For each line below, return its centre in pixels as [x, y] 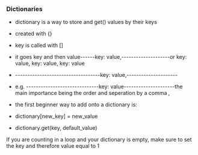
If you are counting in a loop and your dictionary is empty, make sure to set [99, 139]
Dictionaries [25, 9]
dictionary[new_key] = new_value [56, 117]
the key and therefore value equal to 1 [53, 146]
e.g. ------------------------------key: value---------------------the [99, 87]
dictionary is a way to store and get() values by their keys [86, 22]
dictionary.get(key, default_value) [56, 128]
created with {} [33, 34]
